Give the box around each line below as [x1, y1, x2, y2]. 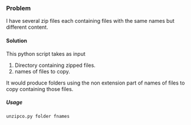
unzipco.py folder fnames [6, 113, 70, 120]
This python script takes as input [6, 50, 85, 57]
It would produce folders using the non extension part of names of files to [6, 79, 185, 86]
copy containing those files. [6, 85, 74, 92]
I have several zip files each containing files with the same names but [6, 18, 175, 25]
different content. [6, 23, 48, 31]
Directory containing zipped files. [14, 62, 96, 69]
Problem [6, 4, 31, 12]
